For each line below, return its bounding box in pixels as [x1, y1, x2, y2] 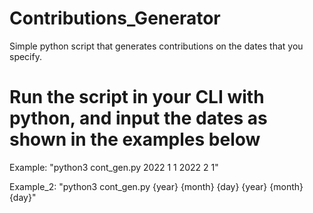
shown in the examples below [9, 128, 261, 151]
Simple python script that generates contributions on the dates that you [9, 40, 304, 52]
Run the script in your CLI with [9, 86, 265, 109]
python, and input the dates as [9, 107, 268, 130]
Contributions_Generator [9, 7, 221, 30]
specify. [9, 50, 42, 62]
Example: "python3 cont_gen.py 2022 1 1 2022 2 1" [9, 161, 219, 173]
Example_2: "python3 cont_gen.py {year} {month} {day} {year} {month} [9, 180, 304, 192]
